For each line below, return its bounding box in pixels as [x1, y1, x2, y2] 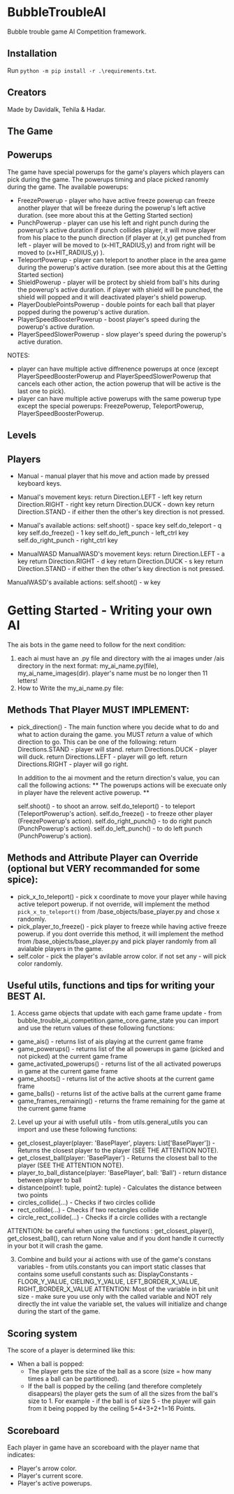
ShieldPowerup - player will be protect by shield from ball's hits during [17, 278, 220, 286]
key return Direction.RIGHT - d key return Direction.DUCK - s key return [17, 557, 224, 565]
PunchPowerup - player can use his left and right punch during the [17, 218, 210, 227]
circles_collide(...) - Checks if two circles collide [17, 1198, 156, 1207]
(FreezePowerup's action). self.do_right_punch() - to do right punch [17, 817, 212, 825]
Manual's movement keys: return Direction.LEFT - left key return [17, 493, 203, 501]
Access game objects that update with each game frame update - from [17, 1009, 222, 1017]
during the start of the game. [17, 1307, 101, 1316]
